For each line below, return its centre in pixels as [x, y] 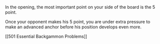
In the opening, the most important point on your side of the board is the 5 [80, 7]
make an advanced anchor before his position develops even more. [73, 27]
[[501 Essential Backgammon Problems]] [46, 36]
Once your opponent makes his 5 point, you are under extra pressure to [78, 22]
